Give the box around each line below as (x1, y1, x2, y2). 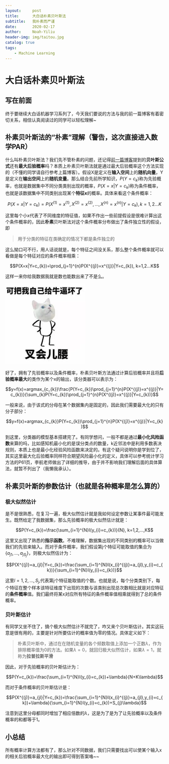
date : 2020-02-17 (5, 24, 55, 29)
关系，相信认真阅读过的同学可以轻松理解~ (9, 116, 97, 123)
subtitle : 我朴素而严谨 (5, 19, 55, 24)
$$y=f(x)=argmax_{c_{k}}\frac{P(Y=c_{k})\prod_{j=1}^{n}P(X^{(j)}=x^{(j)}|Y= (5, 386, 164, 392)
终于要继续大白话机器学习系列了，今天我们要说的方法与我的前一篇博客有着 (5, 110, 159, 116)
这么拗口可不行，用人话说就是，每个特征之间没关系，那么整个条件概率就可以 (5, 247, 164, 253)
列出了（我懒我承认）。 (27, 465, 74, 472)
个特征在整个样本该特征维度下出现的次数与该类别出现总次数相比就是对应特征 (5, 585, 164, 591)
